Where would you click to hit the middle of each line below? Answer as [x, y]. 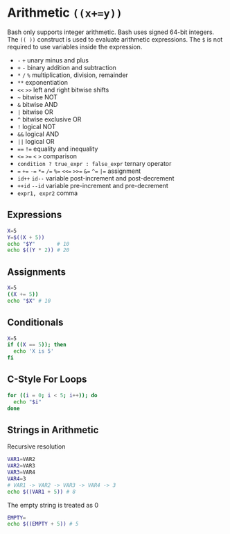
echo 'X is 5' [34, 351]
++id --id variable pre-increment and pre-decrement [92, 185]
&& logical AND [38, 134]
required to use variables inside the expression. [75, 47]
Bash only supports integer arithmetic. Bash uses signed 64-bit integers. [111, 32]
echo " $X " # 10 [29, 301]
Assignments [37, 272]
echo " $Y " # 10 [38, 244]
